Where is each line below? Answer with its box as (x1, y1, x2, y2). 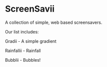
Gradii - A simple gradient (5, 38, 57, 44)
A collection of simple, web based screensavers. (5, 19, 103, 25)
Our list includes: (5, 29, 39, 34)
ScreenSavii (5, 3, 55, 15)
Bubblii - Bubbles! (5, 57, 41, 63)
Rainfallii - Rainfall (5, 48, 41, 53)
